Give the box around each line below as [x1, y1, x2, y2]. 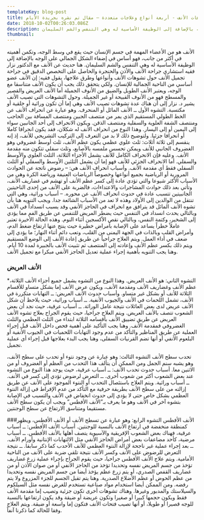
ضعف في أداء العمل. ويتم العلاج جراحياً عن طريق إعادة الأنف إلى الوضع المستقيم [7, 235, 188, 243]
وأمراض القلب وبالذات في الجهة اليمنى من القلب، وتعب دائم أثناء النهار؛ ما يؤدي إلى [7, 229, 194, 236]
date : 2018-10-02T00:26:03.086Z [7, 20, 88, 26]
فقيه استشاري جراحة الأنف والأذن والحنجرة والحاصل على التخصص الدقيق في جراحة [7, 67, 196, 75]
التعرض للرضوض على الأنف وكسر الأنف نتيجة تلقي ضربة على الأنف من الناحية [7, 448, 181, 456]
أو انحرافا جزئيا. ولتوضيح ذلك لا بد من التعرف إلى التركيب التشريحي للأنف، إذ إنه [7, 132, 185, 140]
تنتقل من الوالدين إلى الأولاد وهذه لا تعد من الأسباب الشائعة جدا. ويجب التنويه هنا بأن [7, 197, 194, 204]
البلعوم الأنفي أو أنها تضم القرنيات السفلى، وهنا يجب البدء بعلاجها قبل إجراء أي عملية [7, 335, 194, 342]
